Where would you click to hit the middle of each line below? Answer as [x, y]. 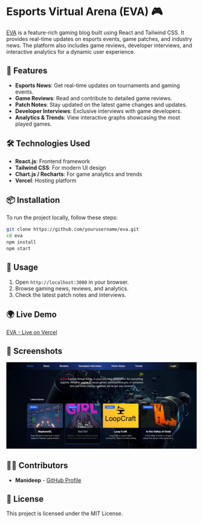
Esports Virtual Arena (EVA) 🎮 [85, 12]
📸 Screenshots [34, 351]
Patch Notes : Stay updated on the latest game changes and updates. [101, 104]
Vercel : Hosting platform [46, 180]
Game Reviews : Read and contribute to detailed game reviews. [93, 98]
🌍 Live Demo [32, 315]
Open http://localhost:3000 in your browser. [72, 282]
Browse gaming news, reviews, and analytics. [72, 288]
